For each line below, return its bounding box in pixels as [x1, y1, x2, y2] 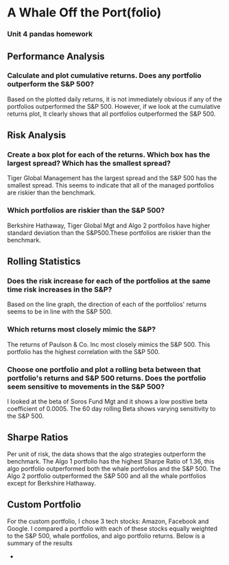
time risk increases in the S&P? [7, 285, 112, 294]
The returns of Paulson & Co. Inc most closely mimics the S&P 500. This [7, 340, 210, 349]
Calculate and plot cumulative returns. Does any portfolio [7, 71, 202, 80]
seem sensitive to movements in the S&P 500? [7, 381, 165, 391]
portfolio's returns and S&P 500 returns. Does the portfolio [7, 373, 206, 383]
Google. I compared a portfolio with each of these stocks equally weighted [7, 524, 218, 532]
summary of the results [7, 539, 73, 547]
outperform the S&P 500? [7, 79, 95, 89]
